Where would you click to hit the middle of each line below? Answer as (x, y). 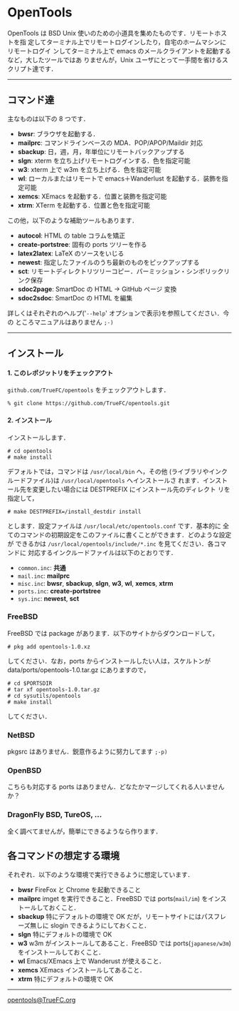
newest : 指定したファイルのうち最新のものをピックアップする (108, 262)
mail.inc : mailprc (43, 576)
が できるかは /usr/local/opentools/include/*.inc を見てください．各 (111, 544)
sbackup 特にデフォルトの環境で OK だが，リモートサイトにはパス (116, 916)
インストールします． (38, 437)
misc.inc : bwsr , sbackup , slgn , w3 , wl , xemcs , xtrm (95, 583)
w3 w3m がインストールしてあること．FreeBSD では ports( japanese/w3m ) (124, 943)
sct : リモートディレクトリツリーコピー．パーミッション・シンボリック (121, 271)
